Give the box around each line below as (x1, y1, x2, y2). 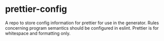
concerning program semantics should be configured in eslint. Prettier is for (5, 25, 159, 31)
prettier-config (5, 3, 67, 15)
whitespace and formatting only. (5, 30, 70, 36)
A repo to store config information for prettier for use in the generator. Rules (5, 20, 159, 26)
